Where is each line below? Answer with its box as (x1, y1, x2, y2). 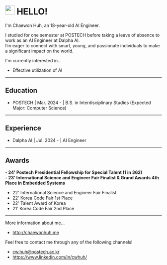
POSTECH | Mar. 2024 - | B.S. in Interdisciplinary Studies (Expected (12, 100, 151, 106)
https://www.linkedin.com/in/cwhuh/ (12, 254, 87, 260)
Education (5, 86, 38, 95)
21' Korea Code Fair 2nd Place (12, 206, 75, 212)
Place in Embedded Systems (5, 180, 66, 186)
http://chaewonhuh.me (12, 230, 60, 236)
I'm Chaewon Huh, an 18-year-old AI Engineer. (5, 22, 100, 28)
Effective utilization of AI (12, 67, 63, 73)
